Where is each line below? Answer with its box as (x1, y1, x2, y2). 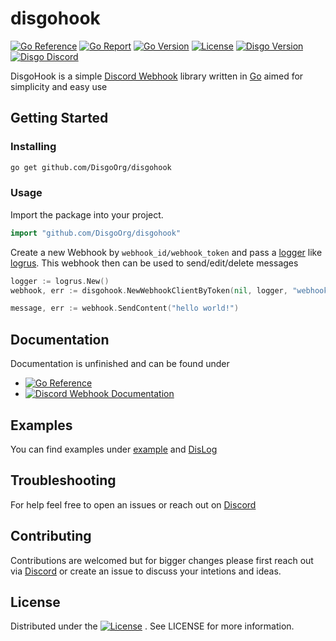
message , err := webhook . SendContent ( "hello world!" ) (10, 303, 240, 314)
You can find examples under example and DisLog (10, 443, 218, 455)
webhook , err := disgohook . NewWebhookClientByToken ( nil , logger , (10, 285, 288, 296)
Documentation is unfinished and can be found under (10, 358, 230, 370)
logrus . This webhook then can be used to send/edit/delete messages (10, 257, 299, 269)
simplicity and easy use (10, 80, 108, 92)
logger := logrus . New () (10, 276, 110, 286)
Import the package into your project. (10, 208, 164, 221)
